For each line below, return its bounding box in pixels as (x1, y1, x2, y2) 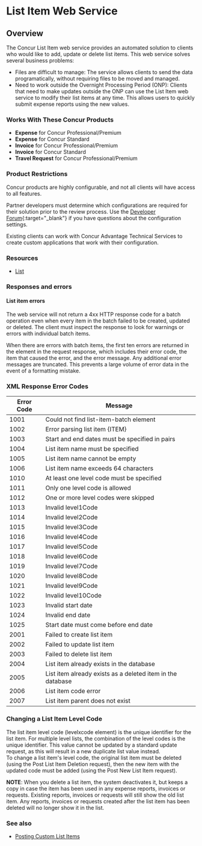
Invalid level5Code (45, 543, 98, 551)
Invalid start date (45, 601, 93, 610)
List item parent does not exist (45, 697, 130, 705)
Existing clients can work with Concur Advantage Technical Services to (6, 232, 183, 239)
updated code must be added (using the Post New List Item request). (6, 767, 177, 774)
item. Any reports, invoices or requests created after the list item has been (6, 797, 190, 804)
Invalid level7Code (45, 562, 98, 570)
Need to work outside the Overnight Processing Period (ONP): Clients (14, 81, 188, 88)
